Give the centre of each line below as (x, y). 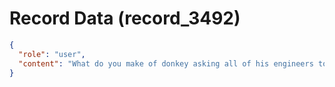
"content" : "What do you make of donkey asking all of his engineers (166, 63)
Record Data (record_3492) (125, 18)
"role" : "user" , (52, 54)
